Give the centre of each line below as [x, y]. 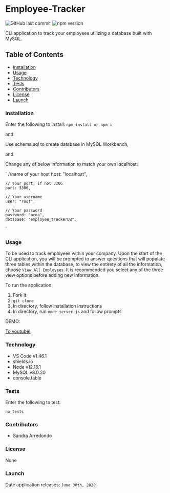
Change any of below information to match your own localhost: [72, 164]
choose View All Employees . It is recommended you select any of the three [84, 270]
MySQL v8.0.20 [29, 372]
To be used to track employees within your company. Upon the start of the [84, 253]
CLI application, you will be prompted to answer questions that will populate [85, 259]
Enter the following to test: [33, 402]
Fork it [19, 295]
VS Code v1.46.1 [30, 356]
